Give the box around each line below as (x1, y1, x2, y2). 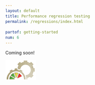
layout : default (5, 8, 40, 13)
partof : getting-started (5, 30, 58, 35)
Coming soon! (5, 50, 35, 55)
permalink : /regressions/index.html (5, 19, 83, 24)
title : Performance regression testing (5, 13, 90, 19)
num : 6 (5, 35, 19, 40)
